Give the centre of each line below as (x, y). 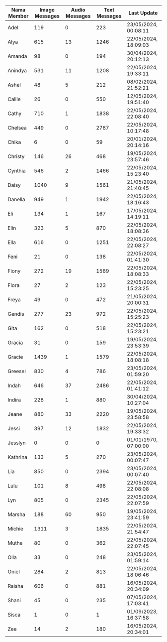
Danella (17, 199)
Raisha (15, 586)
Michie (16, 529)
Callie (14, 99)
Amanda (17, 56)
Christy (16, 156)
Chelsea (17, 128)
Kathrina (17, 457)
